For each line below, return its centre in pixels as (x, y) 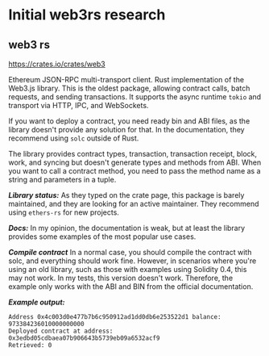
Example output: (37, 302)
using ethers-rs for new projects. (64, 212)
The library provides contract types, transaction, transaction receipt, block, (133, 154)
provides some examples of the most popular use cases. (102, 237)
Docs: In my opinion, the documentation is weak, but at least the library (127, 228)
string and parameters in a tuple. (62, 180)
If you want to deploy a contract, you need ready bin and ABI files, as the (129, 121)
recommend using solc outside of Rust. (74, 138)
